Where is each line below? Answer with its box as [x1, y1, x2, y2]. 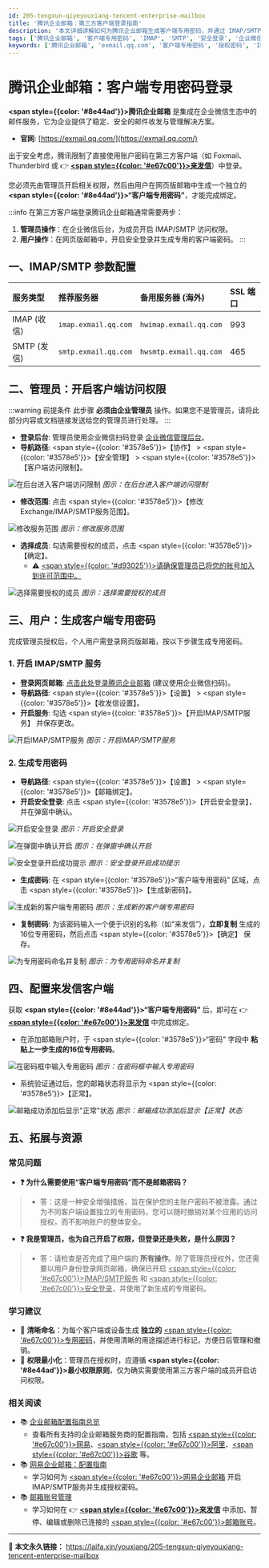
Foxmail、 [213, 151, 247, 160]
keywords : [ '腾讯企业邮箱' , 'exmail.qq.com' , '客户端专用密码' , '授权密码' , [8, 42, 250, 50]
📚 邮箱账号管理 [19, 1493, 72, 1502]
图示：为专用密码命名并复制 [87, 956, 180, 966]
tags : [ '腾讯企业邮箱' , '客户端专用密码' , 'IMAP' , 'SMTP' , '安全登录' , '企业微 [8, 34, 257, 43]
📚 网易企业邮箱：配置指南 [19, 1460, 107, 1469]
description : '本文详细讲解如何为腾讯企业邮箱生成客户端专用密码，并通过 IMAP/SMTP [8, 26, 262, 34]
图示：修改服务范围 [59, 523, 124, 533]
